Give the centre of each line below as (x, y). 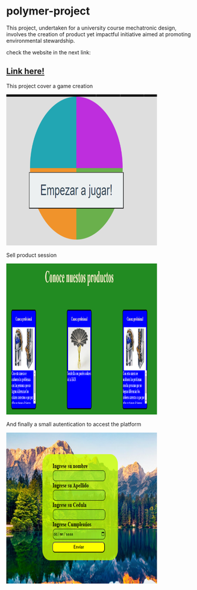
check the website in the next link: (49, 52)
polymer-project (48, 11)
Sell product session (32, 255)
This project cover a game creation (50, 86)
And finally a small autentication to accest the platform (74, 424)
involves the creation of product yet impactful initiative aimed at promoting (98, 34)
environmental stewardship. (41, 40)
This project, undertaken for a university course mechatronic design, (91, 28)
